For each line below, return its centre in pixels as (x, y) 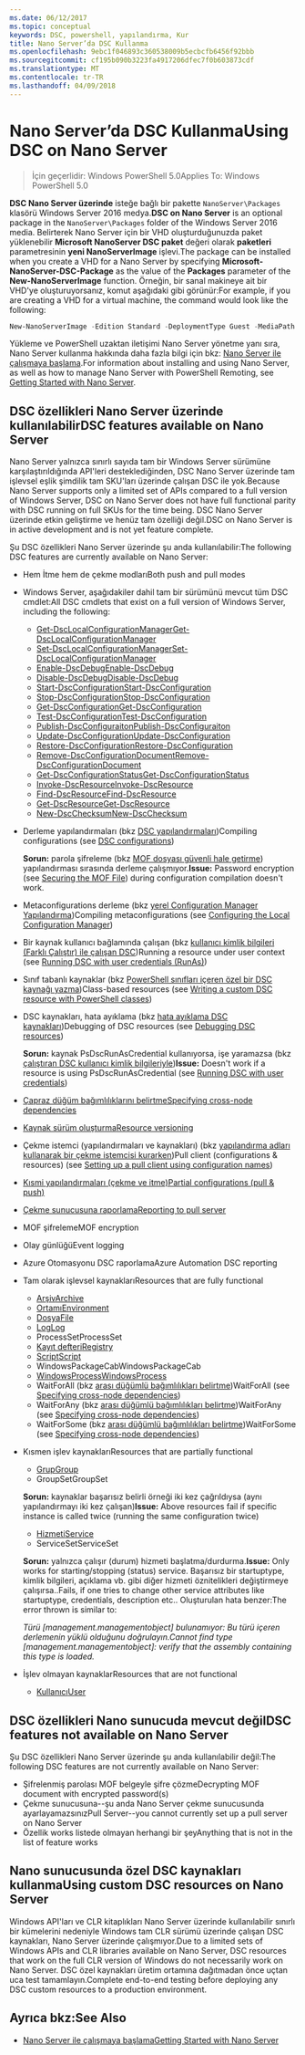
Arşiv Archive (60, 1299)
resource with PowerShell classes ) (87, 999)
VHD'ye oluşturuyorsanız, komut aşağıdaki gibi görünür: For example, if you (150, 290)
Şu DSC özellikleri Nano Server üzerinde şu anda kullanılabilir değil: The (142, 1757)
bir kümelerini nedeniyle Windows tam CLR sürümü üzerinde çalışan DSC (147, 1931)
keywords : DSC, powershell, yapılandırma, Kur (99, 35)
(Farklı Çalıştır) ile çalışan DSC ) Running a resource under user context (153, 952)
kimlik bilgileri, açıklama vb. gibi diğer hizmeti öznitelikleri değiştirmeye (155, 1580)
